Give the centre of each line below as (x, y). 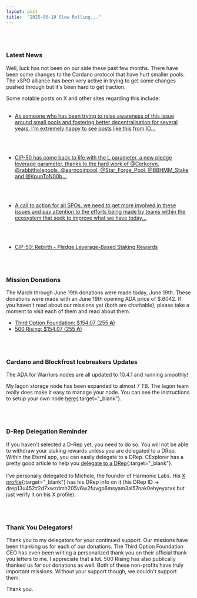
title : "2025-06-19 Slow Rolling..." (54, 17)
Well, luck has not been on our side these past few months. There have (92, 68)
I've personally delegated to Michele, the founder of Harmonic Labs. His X (96, 476)
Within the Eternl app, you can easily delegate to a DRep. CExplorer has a (95, 457)
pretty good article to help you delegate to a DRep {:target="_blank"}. (89, 463)
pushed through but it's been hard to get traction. (66, 87)
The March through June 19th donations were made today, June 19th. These (98, 293)
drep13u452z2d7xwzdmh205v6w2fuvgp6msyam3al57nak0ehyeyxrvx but (96, 488)
